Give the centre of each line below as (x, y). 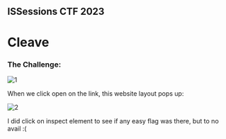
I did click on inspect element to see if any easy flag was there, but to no (113, 121)
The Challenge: (34, 65)
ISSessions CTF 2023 (56, 12)
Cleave (28, 42)
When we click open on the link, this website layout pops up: (96, 93)
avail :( (17, 128)
